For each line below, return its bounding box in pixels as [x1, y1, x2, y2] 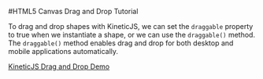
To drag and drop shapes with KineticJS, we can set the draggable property [8, 22, 254, 31]
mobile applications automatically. [8, 47, 119, 56]
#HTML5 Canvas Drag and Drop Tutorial [8, 7, 139, 16]
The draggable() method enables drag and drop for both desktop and [8, 38, 234, 48]
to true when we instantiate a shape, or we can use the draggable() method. [8, 31, 256, 39]
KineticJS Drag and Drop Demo [8, 62, 110, 71]
